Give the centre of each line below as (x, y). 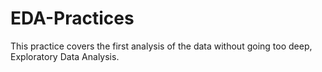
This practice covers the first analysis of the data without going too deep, (161, 46)
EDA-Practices (72, 18)
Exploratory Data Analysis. (65, 56)
